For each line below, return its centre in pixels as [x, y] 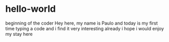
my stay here [19, 34]
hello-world [31, 9]
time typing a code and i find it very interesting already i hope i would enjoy [85, 28]
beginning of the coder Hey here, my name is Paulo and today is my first [81, 23]
